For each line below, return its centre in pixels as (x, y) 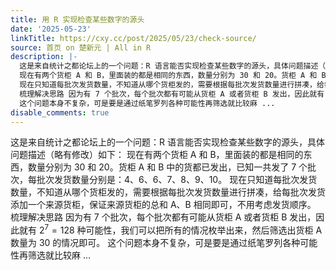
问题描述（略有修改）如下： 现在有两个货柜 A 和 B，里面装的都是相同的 (157, 155)
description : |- (44, 57)
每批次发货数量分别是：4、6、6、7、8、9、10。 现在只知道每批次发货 (172, 180)
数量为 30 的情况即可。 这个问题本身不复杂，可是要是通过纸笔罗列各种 (155, 243)
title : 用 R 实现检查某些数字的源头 (77, 19)
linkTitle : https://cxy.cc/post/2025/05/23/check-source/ (133, 38)
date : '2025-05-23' (51, 29)
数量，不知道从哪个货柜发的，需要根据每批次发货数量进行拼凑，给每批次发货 (168, 192)
